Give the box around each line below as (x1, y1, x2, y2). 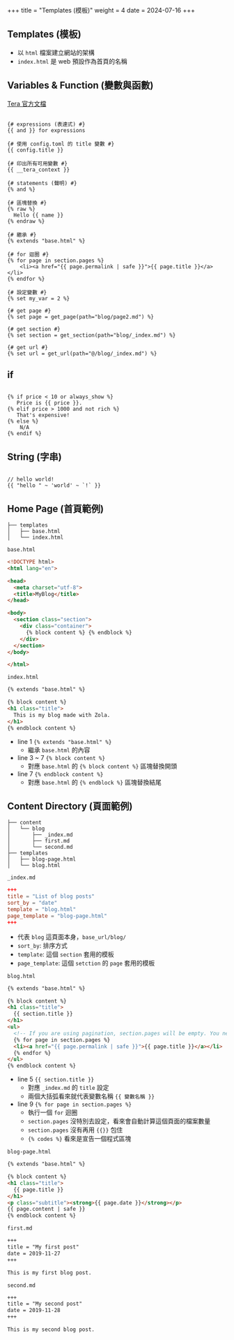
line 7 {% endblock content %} (17, 769, 104, 778)
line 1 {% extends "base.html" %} (17, 737, 112, 745)
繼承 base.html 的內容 (27, 745, 91, 754)
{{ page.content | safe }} (7, 1206, 86, 1213)
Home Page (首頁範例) (7, 502, 104, 515)
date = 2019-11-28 (7, 1307, 61, 1314)
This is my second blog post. (7, 1326, 95, 1333)
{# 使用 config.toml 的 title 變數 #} (7, 140, 115, 147)
